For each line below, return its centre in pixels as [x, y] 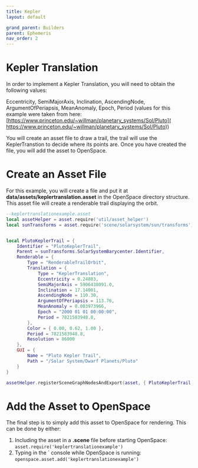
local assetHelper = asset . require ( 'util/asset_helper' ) [77, 219]
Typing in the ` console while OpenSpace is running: [78, 453]
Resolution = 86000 [51, 339]
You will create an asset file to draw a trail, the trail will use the [82, 138]
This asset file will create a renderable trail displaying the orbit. [82, 203]
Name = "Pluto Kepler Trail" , [64, 356]
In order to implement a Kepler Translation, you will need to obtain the [90, 84]
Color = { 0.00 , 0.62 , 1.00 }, [66, 328]
